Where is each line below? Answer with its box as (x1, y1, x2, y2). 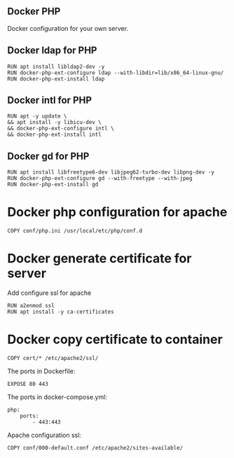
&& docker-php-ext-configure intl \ (7, 125, 114, 132)
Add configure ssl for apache (7, 289, 92, 297)
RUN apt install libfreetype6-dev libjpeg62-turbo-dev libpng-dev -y (7, 169, 215, 176)
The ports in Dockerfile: (7, 367, 76, 375)
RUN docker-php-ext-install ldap (7, 75, 105, 83)
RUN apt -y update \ (7, 113, 68, 120)
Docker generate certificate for (7, 251, 192, 267)
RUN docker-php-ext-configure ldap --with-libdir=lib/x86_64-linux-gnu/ (7, 69, 224, 76)
